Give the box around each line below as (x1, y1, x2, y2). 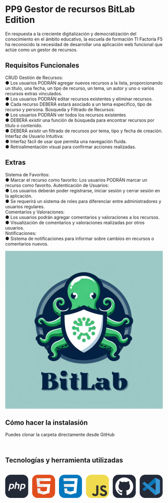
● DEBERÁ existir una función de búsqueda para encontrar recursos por (5, 117, 155, 123)
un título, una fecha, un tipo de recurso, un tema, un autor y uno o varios (5, 85, 154, 91)
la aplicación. (5, 193, 32, 199)
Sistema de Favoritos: (5, 171, 50, 177)
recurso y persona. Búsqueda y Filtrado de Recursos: (5, 106, 115, 112)
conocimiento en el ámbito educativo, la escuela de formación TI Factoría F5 (5, 36, 163, 42)
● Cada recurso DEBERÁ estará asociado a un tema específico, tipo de (5, 101, 152, 107)
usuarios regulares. (5, 203, 45, 209)
